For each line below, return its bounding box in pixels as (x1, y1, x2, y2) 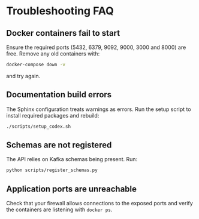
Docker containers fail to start (6, 28, 120, 38)
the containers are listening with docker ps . (6, 206, 113, 213)
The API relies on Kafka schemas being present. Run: (6, 156, 138, 163)
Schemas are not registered (6, 140, 112, 150)
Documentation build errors (6, 90, 112, 100)
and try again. (6, 72, 41, 79)
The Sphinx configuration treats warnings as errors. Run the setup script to (6, 106, 191, 113)
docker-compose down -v (6, 61, 66, 67)
